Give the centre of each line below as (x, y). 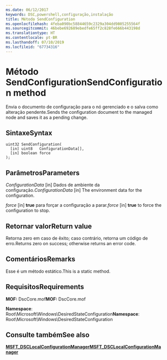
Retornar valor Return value (49, 226)
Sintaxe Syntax (29, 133)
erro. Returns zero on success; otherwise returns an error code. (71, 243)
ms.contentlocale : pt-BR (31, 38)
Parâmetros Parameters (43, 173)
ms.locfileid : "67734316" (32, 47)
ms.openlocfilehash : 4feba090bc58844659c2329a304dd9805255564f (73, 24)
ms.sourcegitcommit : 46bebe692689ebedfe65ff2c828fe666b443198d (73, 28)
